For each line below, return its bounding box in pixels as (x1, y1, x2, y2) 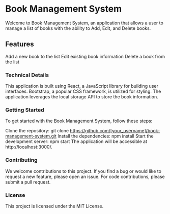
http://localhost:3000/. (5, 144, 52, 150)
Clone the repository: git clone (5, 128, 69, 134)
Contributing (5, 157, 38, 164)
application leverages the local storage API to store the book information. (5, 94, 159, 100)
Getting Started (5, 106, 44, 113)
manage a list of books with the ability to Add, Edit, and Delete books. (5, 25, 151, 31)
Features (5, 40, 34, 49)
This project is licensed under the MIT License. (5, 203, 104, 209)
